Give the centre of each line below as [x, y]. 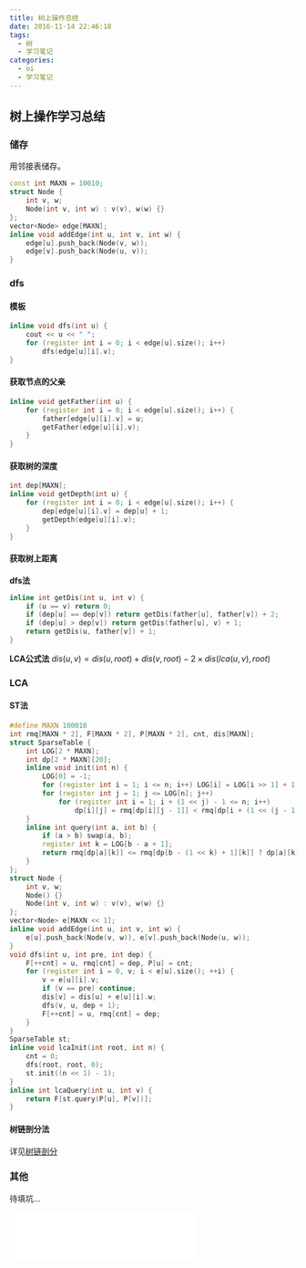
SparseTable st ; [40, 1039]
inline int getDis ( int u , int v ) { [77, 598]
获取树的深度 [33, 465]
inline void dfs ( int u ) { [58, 326]
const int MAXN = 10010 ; [56, 183]
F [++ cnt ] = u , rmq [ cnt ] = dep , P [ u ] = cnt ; [110, 963]
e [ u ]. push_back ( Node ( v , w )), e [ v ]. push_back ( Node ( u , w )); [138, 937]
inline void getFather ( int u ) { [71, 401]
